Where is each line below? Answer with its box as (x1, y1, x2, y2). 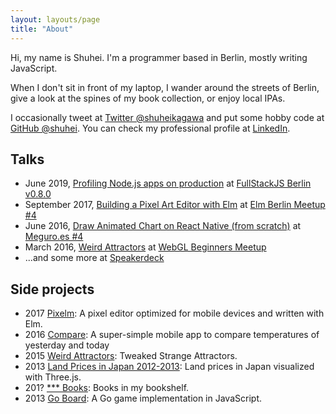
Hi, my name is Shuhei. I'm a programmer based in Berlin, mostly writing (10, 51, 308, 63)
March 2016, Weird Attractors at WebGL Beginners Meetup (24, 241, 267, 253)
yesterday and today (24, 339, 110, 351)
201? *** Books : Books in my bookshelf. (24, 382, 190, 394)
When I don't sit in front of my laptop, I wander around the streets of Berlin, (10, 81, 320, 93)
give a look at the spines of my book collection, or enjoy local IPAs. (10, 92, 286, 104)
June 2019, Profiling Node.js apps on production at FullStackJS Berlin (24, 177, 312, 190)
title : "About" (10, 24, 74, 34)
